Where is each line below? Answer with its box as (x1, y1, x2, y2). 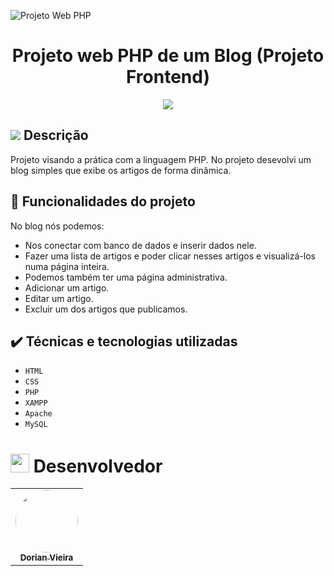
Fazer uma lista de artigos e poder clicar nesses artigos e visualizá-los (24, 250, 316, 262)
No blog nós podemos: (10, 220, 105, 232)
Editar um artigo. (24, 292, 94, 304)
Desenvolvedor (33, 455, 163, 477)
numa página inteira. (24, 260, 110, 272)
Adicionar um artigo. (24, 281, 110, 294)
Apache (24, 409, 53, 419)
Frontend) (125, 66, 210, 89)
